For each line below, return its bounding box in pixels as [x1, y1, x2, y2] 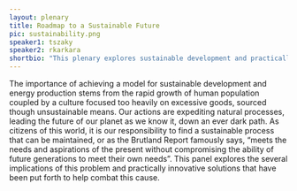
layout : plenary [9, 12, 69, 22]
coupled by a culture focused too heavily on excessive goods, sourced [9, 97, 267, 107]
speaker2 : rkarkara [9, 46, 81, 55]
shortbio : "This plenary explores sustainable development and [9, 54, 247, 63]
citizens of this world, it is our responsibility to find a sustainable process [9, 126, 275, 135]
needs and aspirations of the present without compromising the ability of [9, 144, 274, 155]
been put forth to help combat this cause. [9, 172, 161, 182]
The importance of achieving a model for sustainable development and [9, 79, 267, 88]
